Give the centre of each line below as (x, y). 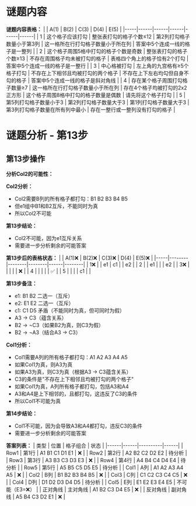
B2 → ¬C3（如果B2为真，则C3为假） (59, 325)
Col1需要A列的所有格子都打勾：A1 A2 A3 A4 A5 (71, 357)
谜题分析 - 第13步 (47, 136)
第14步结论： (22, 413)
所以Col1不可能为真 (38, 401)
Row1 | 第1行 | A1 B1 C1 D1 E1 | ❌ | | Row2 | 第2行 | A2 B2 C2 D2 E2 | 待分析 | (97, 453)
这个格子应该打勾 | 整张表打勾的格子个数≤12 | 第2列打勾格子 (118, 36)
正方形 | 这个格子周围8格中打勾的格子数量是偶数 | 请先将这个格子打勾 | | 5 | (96, 95)
